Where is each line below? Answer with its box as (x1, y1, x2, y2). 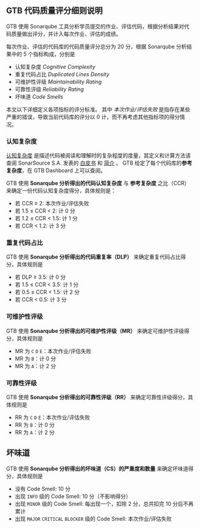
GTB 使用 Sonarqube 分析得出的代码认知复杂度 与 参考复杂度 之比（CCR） (6, 180, 190, 187)
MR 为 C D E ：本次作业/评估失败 (14, 347, 91, 354)
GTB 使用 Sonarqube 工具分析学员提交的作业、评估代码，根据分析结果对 (6, 23, 184, 30)
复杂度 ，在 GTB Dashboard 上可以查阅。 (6, 167, 106, 174)
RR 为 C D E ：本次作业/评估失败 (14, 414, 91, 421)
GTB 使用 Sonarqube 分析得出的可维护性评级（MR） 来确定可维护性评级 (6, 327, 184, 334)
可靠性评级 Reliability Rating (14, 86, 84, 93)
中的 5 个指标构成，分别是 (11, 50, 76, 57)
